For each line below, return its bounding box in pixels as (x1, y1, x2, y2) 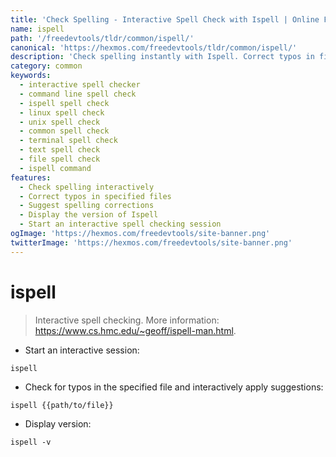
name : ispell (10, 24, 65, 34)
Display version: (24, 417, 92, 430)
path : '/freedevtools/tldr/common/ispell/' (10, 33, 195, 43)
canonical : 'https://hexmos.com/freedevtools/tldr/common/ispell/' (10, 42, 298, 53)
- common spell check (19, 126, 110, 136)
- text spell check (19, 145, 101, 155)
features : (10, 172, 52, 183)
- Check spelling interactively (19, 182, 155, 192)
